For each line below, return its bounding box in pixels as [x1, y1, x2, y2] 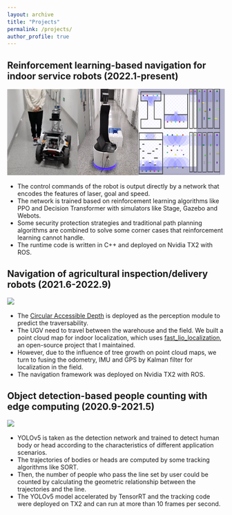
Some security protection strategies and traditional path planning [17, 219, 202, 227]
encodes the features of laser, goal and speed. [17, 190, 151, 198]
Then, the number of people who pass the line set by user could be [17, 470, 209, 478]
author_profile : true [7, 33, 70, 40]
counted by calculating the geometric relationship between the [17, 477, 196, 486]
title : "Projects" [7, 18, 60, 26]
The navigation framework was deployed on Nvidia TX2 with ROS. [17, 370, 206, 378]
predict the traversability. [17, 318, 88, 327]
